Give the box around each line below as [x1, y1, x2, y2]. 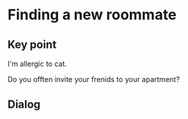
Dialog [7, 98, 41, 112]
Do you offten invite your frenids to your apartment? [7, 75, 181, 84]
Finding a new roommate [7, 6, 177, 24]
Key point [7, 38, 57, 51]
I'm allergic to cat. [7, 59, 68, 68]
